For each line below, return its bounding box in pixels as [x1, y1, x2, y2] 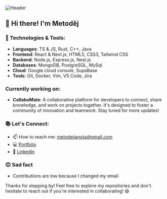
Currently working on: [5, 85, 61, 92]
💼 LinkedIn [12, 149, 35, 155]
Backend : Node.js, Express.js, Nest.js [12, 56, 91, 62]
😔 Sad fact [5, 161, 33, 168]
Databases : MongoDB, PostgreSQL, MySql [12, 62, 102, 68]
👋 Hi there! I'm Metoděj [5, 19, 79, 28]
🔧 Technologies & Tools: [5, 34, 66, 41]
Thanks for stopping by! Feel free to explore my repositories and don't [5, 182, 151, 188]
